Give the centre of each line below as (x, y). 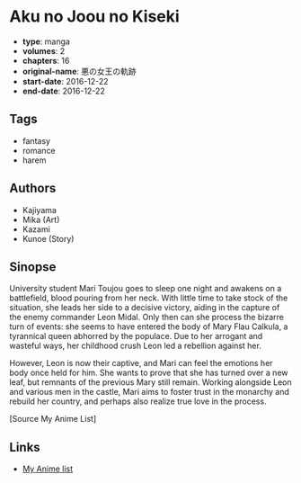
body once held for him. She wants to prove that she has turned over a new (149, 373)
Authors (33, 188)
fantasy (36, 140)
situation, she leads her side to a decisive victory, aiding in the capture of (145, 308)
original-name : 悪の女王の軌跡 (79, 71)
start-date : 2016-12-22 (66, 81)
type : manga (46, 41)
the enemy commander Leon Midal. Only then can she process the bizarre (147, 318)
